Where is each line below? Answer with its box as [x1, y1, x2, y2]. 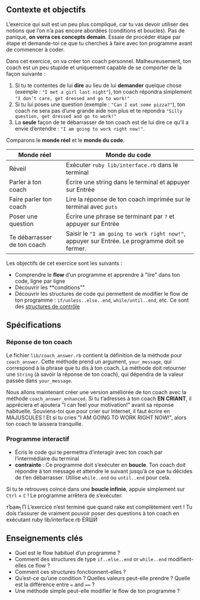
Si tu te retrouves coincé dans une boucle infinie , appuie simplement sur [6, 485, 185, 493]
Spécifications [6, 320, 61, 330]
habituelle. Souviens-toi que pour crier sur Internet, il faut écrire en [6, 407, 170, 415]
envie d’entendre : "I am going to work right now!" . [14, 125, 145, 132]
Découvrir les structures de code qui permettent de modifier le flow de [14, 290, 189, 297]
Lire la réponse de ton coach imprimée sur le [65, 195, 190, 203]
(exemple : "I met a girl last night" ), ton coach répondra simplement [14, 88, 192, 95]
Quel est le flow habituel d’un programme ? [14, 549, 121, 556]
